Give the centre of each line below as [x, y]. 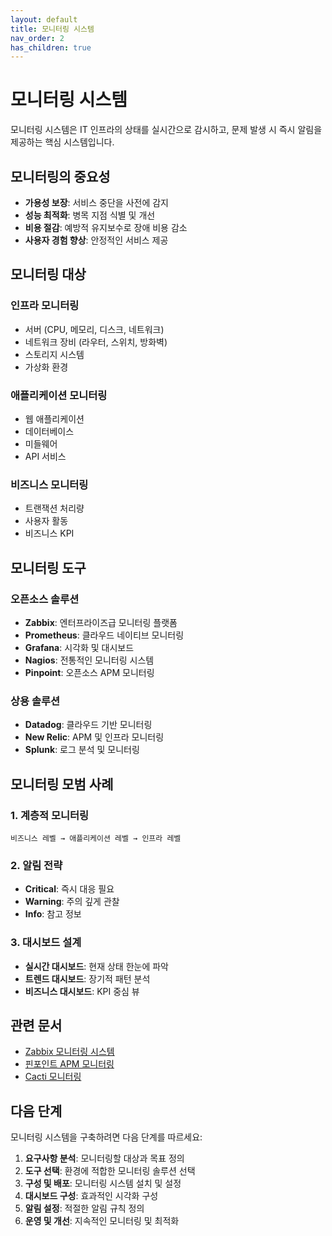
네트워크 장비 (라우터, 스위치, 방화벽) [96, 342]
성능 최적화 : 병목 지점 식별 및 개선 [90, 215]
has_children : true [51, 47]
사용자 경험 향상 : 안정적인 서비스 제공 [96, 240]
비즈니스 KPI [49, 533]
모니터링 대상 [48, 274]
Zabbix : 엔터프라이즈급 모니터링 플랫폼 [101, 622]
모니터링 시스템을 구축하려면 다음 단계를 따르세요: [106, 1137]
